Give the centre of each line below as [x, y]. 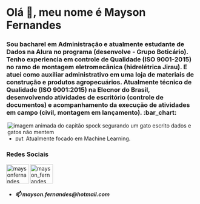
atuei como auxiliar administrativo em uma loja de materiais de [100, 75]
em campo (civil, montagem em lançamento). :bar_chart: [92, 113]
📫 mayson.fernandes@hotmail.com [62, 194]
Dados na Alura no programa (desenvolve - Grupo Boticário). [97, 52]
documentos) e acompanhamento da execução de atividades [98, 105]
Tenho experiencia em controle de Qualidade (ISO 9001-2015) [99, 59]
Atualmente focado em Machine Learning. [78, 138]
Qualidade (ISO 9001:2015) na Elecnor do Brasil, [78, 90]
